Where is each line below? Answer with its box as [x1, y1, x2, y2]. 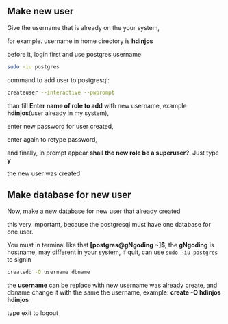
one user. [7, 227, 34, 236]
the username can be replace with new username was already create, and [7, 281, 218, 290]
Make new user [7, 5, 74, 17]
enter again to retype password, [7, 135, 98, 143]
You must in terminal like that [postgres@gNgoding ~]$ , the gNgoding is [7, 241, 214, 249]
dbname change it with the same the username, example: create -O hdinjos [7, 288, 221, 297]
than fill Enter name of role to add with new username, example [7, 101, 187, 110]
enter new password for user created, [7, 122, 114, 130]
